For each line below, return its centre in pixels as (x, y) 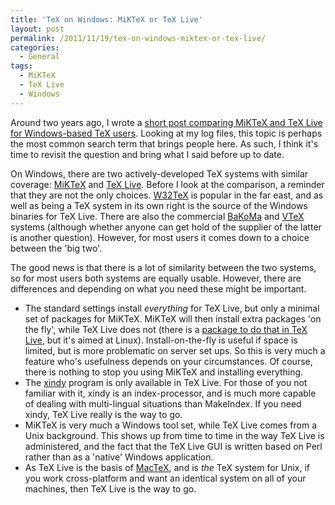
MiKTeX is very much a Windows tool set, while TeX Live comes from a (171, 425)
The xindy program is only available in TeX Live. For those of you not (166, 382)
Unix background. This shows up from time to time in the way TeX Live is (174, 435)
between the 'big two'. (56, 248)
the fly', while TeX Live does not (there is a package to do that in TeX (166, 329)
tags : (21, 66)
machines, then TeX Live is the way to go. (110, 488)
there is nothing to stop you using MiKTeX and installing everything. (164, 372)
